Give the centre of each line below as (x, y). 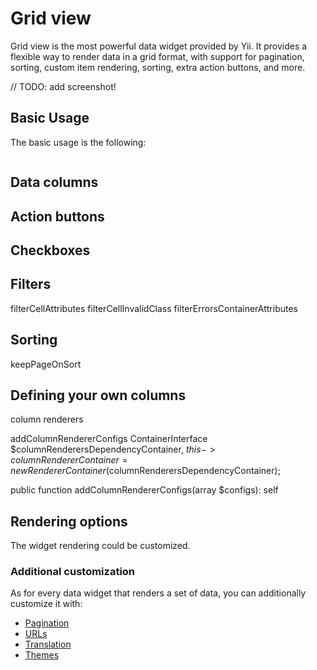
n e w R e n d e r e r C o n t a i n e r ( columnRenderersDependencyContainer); (145, 471)
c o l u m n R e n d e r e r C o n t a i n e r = (69, 460)
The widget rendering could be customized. (100, 546)
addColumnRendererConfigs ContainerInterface (109, 439)
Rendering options (69, 521)
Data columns (54, 182)
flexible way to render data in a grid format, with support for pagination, (157, 56)
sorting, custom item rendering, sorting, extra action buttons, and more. (158, 67)
